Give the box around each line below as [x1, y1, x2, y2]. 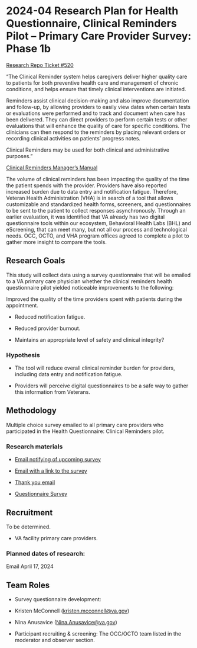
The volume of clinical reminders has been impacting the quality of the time [6, 175, 190, 182]
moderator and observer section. [14, 637, 96, 644]
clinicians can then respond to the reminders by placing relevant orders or [6, 129, 186, 136]
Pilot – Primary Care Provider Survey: [6, 30, 192, 43]
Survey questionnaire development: [14, 596, 101, 603]
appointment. [6, 301, 38, 309]
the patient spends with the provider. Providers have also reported [6, 182, 167, 189]
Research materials [6, 442, 63, 451]
